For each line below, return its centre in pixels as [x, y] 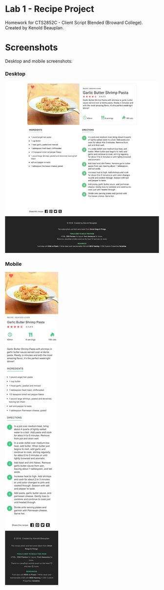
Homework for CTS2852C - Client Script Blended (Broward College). [74, 23]
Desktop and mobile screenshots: [39, 61]
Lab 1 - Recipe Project [50, 9]
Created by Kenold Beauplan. [34, 27]
